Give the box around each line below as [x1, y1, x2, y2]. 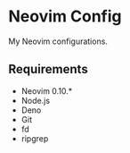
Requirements [8, 62, 88, 77]
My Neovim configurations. [8, 36, 109, 47]
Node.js [20, 95, 51, 106]
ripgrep [20, 132, 49, 144]
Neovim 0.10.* [20, 85, 73, 96]
